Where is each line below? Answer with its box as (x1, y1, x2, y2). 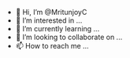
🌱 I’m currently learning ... (15, 24, 100, 33)
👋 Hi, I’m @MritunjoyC (15, 8, 87, 16)
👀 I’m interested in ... (15, 16, 83, 25)
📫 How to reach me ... (15, 42, 89, 50)
